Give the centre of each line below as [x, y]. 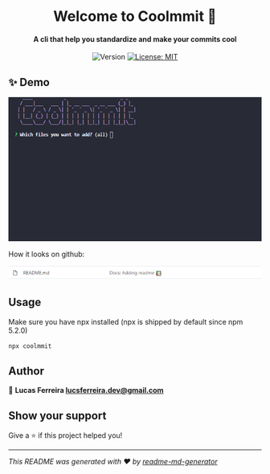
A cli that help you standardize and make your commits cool [135, 39]
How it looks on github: [47, 254]
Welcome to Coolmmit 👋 [135, 16]
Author [26, 371]
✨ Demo [29, 82]
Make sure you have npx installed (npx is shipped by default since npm [126, 321]
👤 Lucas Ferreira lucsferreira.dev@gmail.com [86, 390]
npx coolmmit [30, 346]
